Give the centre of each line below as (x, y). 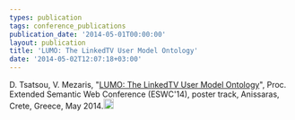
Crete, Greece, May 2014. (56, 106)
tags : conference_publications (68, 26)
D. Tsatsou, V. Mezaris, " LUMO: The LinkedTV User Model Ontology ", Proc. (148, 85)
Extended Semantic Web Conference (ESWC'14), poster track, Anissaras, (144, 94)
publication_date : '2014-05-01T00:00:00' (88, 34)
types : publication (46, 17)
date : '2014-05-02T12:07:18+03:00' (76, 59)
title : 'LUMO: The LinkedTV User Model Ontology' (104, 51)
